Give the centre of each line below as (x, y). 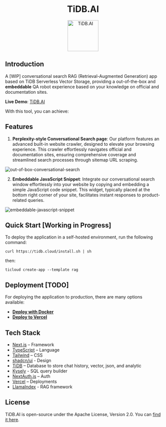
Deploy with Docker (33, 312)
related (20, 200)
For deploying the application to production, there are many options (74, 297)
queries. (36, 200)
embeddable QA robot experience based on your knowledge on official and (82, 87)
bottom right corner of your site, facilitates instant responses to (77, 195)
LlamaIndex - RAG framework (42, 387)
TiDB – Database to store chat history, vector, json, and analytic (77, 366)
